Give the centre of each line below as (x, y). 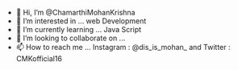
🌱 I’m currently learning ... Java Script (79, 29)
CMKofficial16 (39, 59)
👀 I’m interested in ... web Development (81, 21)
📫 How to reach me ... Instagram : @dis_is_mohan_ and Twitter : (123, 47)
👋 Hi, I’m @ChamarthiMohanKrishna (75, 12)
